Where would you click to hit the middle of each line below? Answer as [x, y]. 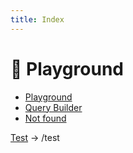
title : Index [37, 19]
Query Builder [53, 107]
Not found [45, 118]
